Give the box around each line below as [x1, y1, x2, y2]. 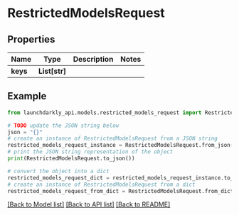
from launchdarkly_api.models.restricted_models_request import [7, 109, 202, 116]
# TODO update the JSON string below [7, 122, 119, 129]
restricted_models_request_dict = [7, 174, 110, 182]
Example [7, 90, 47, 102]
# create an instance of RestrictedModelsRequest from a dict [7, 181, 196, 188]
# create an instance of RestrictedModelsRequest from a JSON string [7, 135, 218, 143]
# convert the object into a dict [7, 167, 110, 175]
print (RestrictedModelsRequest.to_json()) [7, 155, 135, 162]
